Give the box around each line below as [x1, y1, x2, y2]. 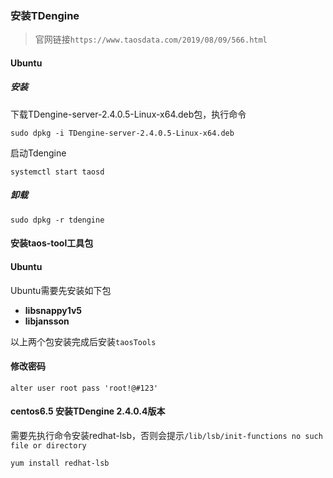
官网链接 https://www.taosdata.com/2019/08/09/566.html [34, 33, 268, 46]
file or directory [10, 441, 87, 451]
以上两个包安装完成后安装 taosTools [10, 335, 157, 347]
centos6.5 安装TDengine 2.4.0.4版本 [10, 405, 166, 417]
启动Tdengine [10, 147, 67, 159]
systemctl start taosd [10, 167, 105, 177]
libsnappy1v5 [24, 304, 83, 316]
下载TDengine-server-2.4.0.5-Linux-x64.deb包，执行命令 [10, 108, 247, 120]
